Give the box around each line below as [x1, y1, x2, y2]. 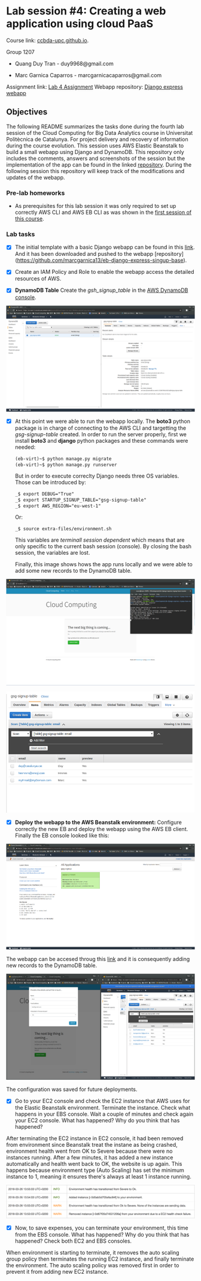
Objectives [6, 107, 48, 117]
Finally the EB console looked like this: [14, 832, 109, 839]
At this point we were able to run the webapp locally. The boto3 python [14, 418, 190, 425]
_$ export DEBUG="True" [14, 491, 75, 497]
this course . [14, 215, 44, 222]
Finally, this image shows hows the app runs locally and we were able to [14, 561, 193, 568]
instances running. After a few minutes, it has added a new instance [6, 1154, 173, 1161]
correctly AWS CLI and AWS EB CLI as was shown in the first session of [14, 209, 192, 216]
